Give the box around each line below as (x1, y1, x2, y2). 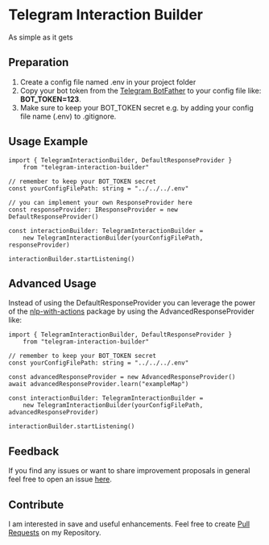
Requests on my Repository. (8, 528, 101, 537)
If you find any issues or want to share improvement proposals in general (8, 466, 250, 476)
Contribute (8, 497, 64, 511)
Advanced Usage (8, 277, 97, 290)
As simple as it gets (8, 32, 73, 42)
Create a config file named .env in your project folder (19, 77, 197, 86)
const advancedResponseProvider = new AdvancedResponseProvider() (8, 373, 236, 381)
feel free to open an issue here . (8, 474, 113, 485)
